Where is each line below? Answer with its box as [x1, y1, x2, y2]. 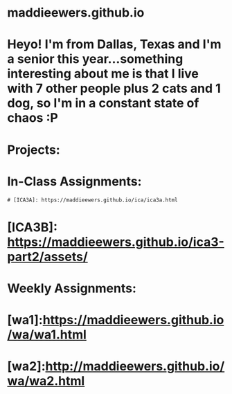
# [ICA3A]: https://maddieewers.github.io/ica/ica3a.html [7, 196, 178, 204]
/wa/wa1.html [7, 327, 87, 343]
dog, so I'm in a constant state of [7, 96, 199, 111]
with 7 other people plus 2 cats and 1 [7, 81, 222, 96]
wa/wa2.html [7, 373, 85, 389]
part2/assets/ [7, 249, 88, 265]
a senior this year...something [7, 51, 184, 67]
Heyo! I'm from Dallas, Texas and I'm [7, 37, 222, 53]
